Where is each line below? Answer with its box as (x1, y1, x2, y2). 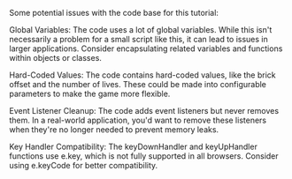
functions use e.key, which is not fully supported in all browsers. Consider (9, 151, 279, 161)
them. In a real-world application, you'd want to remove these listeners (9, 115, 267, 125)
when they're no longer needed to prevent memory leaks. (9, 124, 219, 135)
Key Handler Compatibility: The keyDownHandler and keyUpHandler (9, 141, 258, 152)
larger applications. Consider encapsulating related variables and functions (9, 43, 283, 54)
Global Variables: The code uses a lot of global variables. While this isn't (9, 25, 273, 34)
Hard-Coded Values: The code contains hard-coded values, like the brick (9, 70, 276, 80)
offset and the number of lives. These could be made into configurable (9, 79, 267, 89)
